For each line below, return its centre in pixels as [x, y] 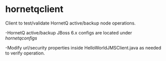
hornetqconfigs [21, 38]
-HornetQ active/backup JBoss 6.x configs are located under [69, 32]
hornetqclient [34, 9]
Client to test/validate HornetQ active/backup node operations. [71, 23]
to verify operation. [25, 53]
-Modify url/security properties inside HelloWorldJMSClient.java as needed [83, 47]
